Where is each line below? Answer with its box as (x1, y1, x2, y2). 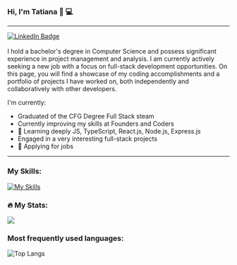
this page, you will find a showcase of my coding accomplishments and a (7, 70, 220, 78)
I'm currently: (7, 98, 47, 107)
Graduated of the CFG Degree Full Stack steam (17, 112, 154, 121)
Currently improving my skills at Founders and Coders (17, 119, 175, 128)
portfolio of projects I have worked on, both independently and (7, 77, 189, 86)
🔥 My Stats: (7, 200, 48, 210)
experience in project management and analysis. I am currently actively (7, 54, 215, 63)
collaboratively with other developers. (7, 85, 117, 93)
